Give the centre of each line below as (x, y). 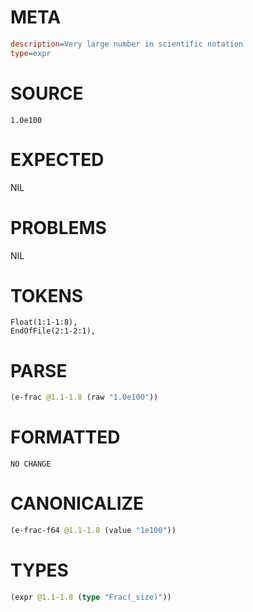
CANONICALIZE (77, 503)
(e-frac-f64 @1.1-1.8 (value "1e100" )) (93, 531)
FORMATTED (65, 437)
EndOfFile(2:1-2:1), (53, 331)
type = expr (31, 53)
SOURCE (47, 93)
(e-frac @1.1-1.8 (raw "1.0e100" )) (84, 397)
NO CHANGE (31, 464)
